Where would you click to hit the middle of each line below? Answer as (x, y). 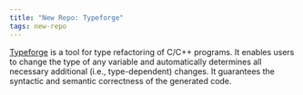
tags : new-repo (38, 26)
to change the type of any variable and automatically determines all (136, 62)
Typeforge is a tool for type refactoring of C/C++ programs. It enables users (152, 52)
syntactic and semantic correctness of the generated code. (121, 81)
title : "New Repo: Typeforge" (67, 18)
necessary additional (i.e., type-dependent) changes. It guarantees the (142, 71)
